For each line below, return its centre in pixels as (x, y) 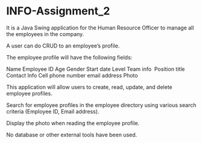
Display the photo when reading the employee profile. (73, 123)
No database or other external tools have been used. (72, 135)
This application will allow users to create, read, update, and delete (90, 87)
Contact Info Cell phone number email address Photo (72, 75)
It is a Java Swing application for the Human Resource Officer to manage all (100, 28)
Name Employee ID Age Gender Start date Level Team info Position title (96, 69)
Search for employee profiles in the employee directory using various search (101, 105)
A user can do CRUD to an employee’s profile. (63, 46)
